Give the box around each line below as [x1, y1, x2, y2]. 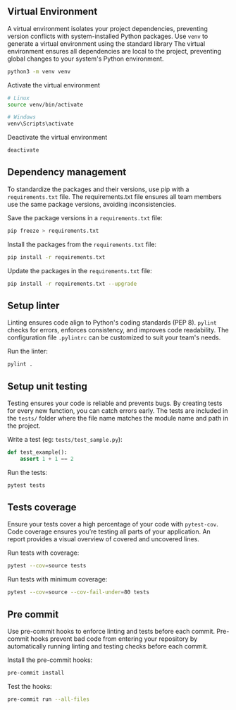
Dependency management [7, 166, 127, 179]
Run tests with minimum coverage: [7, 575, 108, 584]
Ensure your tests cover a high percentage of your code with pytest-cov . [7, 520, 218, 529]
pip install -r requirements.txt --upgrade [7, 280, 137, 287]
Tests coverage [7, 501, 77, 514]
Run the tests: [7, 468, 48, 476]
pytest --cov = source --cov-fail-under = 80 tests [7, 589, 150, 596]
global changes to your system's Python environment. [7, 54, 164, 63]
